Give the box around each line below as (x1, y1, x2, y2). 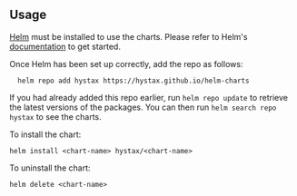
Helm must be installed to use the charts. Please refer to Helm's (9, 31, 248, 42)
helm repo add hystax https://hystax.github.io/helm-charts (17, 76, 250, 85)
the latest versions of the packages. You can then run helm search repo (9, 102, 277, 113)
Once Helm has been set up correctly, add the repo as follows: (9, 58, 243, 69)
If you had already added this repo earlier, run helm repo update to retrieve (9, 92, 289, 103)
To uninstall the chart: (9, 162, 91, 173)
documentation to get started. (9, 41, 121, 52)
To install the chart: (9, 129, 82, 140)
